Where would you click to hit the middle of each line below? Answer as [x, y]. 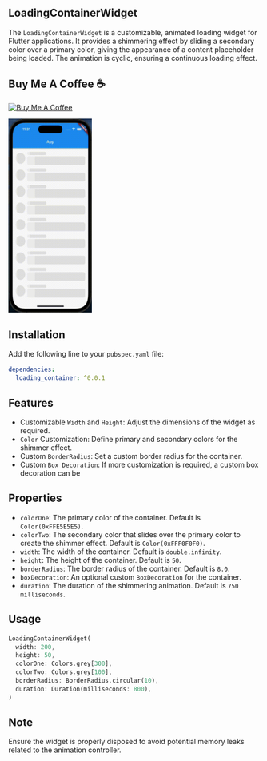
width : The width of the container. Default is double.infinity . [121, 552]
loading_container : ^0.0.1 [60, 378]
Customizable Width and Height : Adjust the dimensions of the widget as [137, 422]
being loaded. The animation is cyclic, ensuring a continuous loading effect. [133, 58]
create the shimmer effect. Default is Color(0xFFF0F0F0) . [112, 543]
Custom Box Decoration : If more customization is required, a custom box [139, 464]
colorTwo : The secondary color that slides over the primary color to [130, 534]
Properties [35, 498]
